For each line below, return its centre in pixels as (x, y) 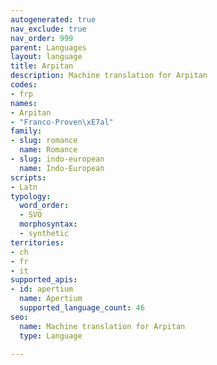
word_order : (44, 206)
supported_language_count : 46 (82, 308)
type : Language (51, 336)
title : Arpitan (42, 66)
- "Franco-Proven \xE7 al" (62, 122)
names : (24, 103)
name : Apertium (51, 299)
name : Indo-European (62, 168)
